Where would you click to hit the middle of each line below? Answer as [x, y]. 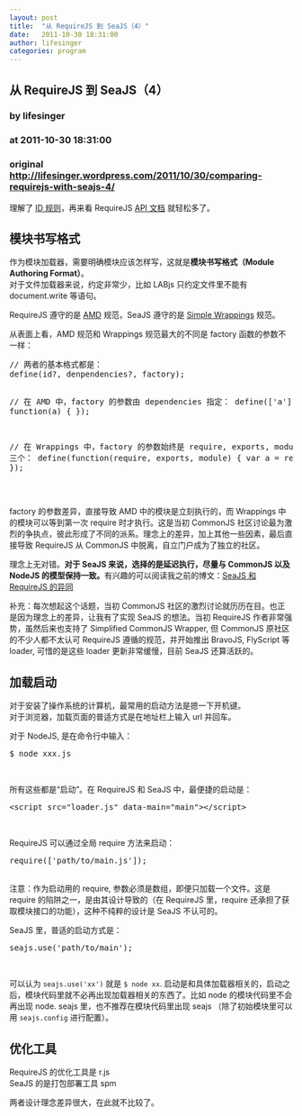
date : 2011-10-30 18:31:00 [64, 34]
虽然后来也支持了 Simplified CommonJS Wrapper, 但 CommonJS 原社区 [157, 629]
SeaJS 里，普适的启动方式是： [66, 930]
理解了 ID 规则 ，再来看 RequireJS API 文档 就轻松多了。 [112, 207]
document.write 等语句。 [55, 296]
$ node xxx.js [40, 754]
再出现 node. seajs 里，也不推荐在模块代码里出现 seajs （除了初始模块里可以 [151, 1006]
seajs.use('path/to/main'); [71, 948]
